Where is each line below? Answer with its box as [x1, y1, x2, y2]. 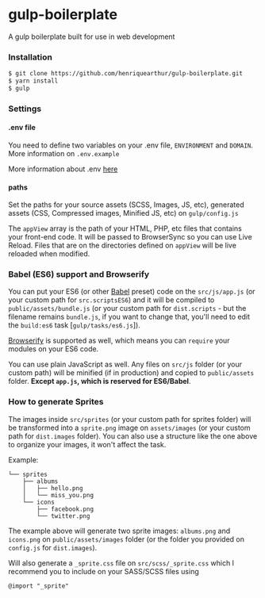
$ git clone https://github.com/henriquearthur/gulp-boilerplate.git [8, 70, 244, 78]
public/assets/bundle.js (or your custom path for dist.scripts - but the [8, 304, 247, 313]
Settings [8, 103, 42, 114]
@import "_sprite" [8, 581, 69, 590]
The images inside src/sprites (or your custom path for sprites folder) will [8, 414, 252, 424]
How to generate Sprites [8, 397, 104, 408]
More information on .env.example [8, 148, 120, 158]
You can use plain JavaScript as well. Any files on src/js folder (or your [8, 359, 242, 370]
